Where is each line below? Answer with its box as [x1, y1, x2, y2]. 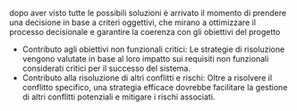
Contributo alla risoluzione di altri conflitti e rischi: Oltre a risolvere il [21, 73, 273, 83]
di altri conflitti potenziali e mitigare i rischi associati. [21, 91, 216, 102]
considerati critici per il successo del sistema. [21, 63, 191, 73]
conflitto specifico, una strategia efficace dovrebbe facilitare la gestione [21, 82, 288, 92]
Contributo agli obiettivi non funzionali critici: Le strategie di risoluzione [21, 44, 285, 55]
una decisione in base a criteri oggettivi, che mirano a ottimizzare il [9, 17, 257, 28]
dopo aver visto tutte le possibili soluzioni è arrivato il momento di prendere [9, 8, 287, 18]
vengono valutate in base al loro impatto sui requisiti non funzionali [21, 54, 269, 64]
